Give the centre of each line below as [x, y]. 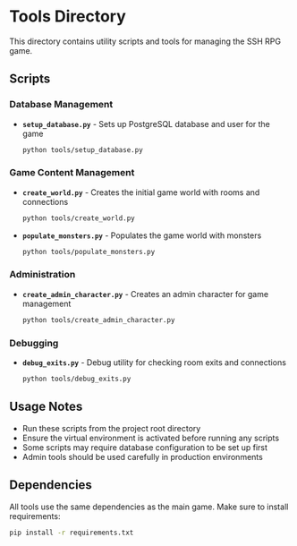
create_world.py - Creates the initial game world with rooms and [141, 192]
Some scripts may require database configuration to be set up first [145, 447]
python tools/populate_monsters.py [89, 252]
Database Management [61, 105]
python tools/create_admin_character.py [98, 320]
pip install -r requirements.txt [72, 533]
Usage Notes [46, 407]
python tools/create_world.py [79, 218]
